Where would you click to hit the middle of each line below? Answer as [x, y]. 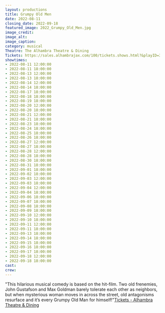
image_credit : [20, 32]
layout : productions [26, 10]
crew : [11, 270]
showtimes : [16, 60]
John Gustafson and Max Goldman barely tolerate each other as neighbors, [81, 289]
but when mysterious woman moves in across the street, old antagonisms [80, 294]
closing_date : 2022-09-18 [31, 23]
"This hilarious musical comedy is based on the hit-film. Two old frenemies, [81, 284]
